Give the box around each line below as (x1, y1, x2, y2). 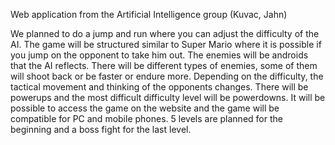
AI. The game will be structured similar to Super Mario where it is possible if (10, 39, 322, 50)
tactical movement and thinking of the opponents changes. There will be (10, 81, 309, 93)
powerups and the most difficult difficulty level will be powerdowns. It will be (10, 92, 326, 103)
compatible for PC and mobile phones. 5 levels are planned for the (10, 113, 283, 124)
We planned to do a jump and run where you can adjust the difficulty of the (10, 28, 320, 39)
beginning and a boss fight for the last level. (10, 124, 192, 135)
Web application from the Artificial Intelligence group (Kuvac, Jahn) (10, 9, 288, 20)
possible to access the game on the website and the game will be (10, 102, 280, 114)
